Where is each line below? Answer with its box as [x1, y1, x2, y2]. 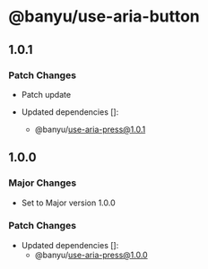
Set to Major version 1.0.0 [21, 197, 116, 208]
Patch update [21, 89, 72, 100]
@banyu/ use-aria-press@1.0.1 [34, 124, 146, 134]
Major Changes [8, 177, 77, 189]
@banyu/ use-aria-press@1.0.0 [34, 249, 149, 260]
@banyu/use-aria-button [8, 6, 201, 27]
